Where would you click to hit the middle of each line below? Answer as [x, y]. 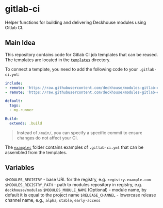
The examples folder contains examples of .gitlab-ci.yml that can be [74, 147]
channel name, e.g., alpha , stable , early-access [53, 200]
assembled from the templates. [36, 152]
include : [14, 83]
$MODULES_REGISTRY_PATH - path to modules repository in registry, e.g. [73, 184]
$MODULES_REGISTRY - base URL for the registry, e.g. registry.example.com [78, 179]
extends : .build [26, 123]
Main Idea [20, 43]
